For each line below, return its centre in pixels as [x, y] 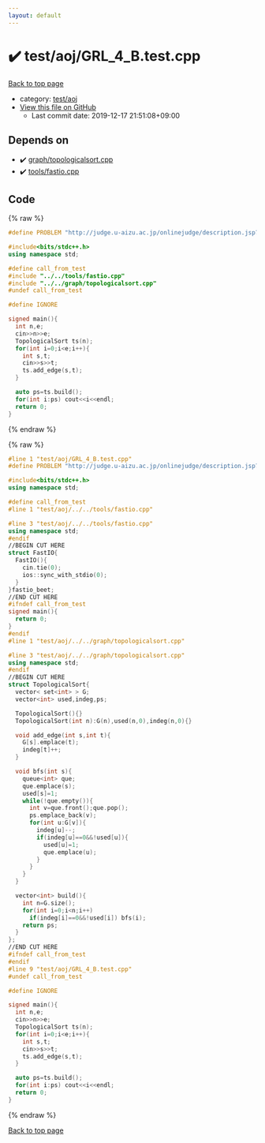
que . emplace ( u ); [70, 852]
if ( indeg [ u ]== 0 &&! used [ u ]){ [82, 838]
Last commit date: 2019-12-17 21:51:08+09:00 [105, 115]
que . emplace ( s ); [49, 786]
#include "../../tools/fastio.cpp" [67, 276]
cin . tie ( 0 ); [42, 568]
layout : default [35, 15]
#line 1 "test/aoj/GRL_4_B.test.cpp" [70, 459]
